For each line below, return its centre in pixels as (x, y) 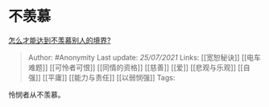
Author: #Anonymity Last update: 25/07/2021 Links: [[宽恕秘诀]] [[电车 (145, 57)
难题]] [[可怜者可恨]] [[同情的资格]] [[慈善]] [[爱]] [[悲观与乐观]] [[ (135, 67)
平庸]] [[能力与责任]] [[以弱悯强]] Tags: (112, 77)
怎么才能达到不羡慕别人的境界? (60, 40)
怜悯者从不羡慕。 (37, 94)
